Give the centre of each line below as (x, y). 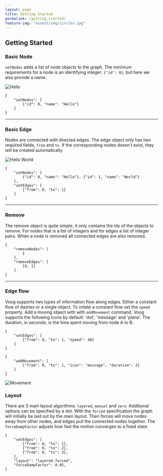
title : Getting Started (29, 14)
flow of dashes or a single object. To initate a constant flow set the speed (78, 307)
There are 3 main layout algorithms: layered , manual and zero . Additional (77, 406)
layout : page (18, 9)
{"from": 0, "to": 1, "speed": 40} (58, 340)
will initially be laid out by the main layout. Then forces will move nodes (76, 416)
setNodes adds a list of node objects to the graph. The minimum (68, 67)
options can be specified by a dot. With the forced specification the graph (79, 411)
